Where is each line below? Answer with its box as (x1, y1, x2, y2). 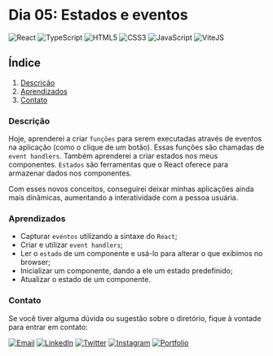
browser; (20, 258, 51, 267)
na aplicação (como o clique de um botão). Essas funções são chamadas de (8, 142, 265, 152)
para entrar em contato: (8, 322, 88, 332)
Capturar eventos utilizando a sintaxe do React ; (20, 232, 178, 241)
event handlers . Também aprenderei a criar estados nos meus (8, 151, 218, 161)
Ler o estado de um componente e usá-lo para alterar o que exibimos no (20, 249, 263, 258)
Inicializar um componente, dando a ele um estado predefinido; (20, 266, 233, 276)
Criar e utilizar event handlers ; (20, 240, 124, 250)
